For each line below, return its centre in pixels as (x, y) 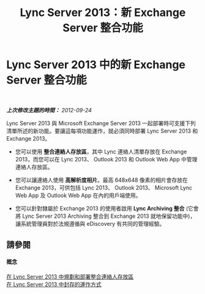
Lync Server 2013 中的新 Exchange (96, 65)
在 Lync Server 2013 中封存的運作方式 (54, 284)
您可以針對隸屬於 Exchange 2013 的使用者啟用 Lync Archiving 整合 (100, 208)
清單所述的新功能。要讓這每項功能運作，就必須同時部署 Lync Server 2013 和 (102, 131)
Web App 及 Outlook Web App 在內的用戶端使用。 (78, 195)
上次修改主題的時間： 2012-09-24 (49, 110)
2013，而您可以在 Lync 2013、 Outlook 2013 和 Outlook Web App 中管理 (106, 159)
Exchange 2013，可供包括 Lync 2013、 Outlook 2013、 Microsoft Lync (104, 187)
